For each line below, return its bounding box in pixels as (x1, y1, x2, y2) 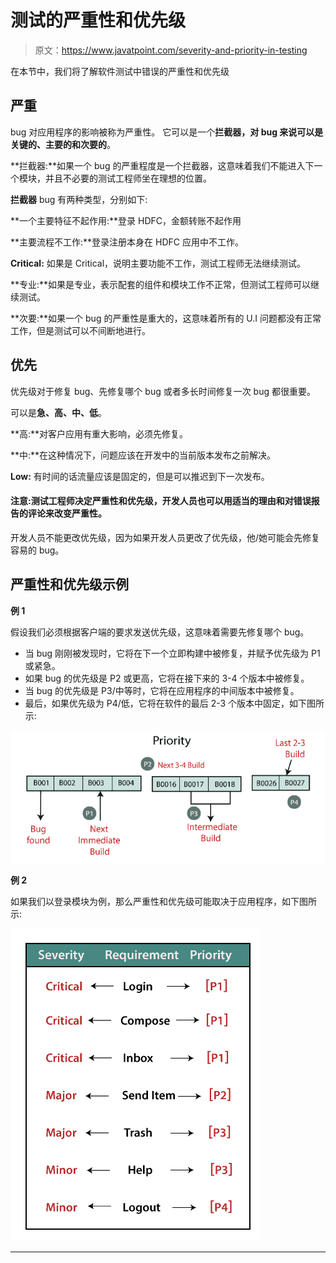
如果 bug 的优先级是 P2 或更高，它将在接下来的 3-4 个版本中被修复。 (24, 672, 310, 684)
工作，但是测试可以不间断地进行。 (10, 324, 151, 336)
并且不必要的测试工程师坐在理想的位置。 (44, 172, 212, 184)
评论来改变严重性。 (27, 507, 107, 520)
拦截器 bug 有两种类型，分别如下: (10, 193, 148, 205)
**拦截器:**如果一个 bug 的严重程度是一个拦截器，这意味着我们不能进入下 (10, 159, 315, 171)
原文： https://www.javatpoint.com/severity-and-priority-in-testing (34, 44, 308, 56)
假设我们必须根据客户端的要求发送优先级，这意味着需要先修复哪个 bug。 (10, 626, 310, 638)
